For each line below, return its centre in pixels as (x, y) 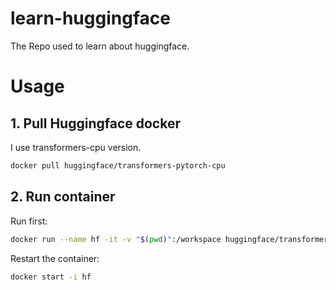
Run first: (29, 221)
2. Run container (63, 197)
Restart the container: (55, 258)
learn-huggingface (90, 18)
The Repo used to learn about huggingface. (100, 46)
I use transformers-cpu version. (76, 147)
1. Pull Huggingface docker (95, 123)
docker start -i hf (51, 277)
